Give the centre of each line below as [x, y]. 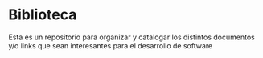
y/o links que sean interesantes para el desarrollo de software [111, 45]
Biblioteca [43, 15]
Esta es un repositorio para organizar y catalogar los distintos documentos [131, 37]
